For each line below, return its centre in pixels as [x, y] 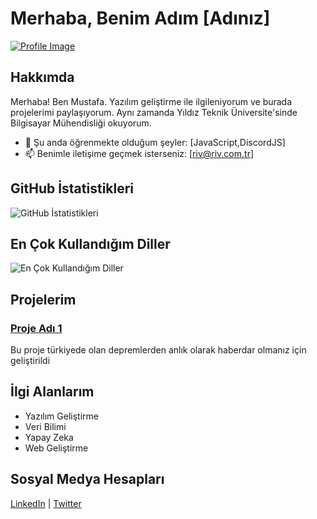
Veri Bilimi [45, 426]
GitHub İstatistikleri [72, 188]
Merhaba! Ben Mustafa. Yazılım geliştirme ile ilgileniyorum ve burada [151, 101]
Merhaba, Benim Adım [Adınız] [140, 18]
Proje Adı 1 [36, 328]
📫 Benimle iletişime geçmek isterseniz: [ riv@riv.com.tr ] [139, 153]
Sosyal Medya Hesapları [87, 479]
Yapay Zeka [49, 437]
